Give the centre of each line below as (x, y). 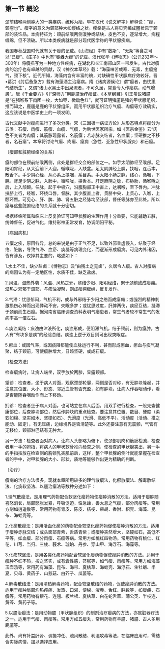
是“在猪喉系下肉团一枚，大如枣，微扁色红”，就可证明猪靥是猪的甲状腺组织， (82, 100)
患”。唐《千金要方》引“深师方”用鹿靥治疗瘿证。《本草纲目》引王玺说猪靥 (78, 94)
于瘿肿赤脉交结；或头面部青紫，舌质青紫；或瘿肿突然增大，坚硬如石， (76, 532)
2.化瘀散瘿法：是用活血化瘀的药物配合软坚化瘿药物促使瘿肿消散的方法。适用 (82, 526)
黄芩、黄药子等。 (22, 602)
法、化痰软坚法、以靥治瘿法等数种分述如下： (50, 486)
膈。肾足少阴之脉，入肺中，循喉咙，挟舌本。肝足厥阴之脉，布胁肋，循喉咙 (80, 181)
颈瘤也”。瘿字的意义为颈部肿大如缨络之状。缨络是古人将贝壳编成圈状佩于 (79, 28)
